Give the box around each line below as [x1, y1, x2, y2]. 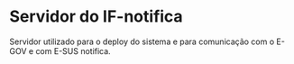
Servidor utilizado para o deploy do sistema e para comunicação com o [9, 36, 275, 47]
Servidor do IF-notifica [9, 6, 183, 27]
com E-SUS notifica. [35, 45, 111, 56]
